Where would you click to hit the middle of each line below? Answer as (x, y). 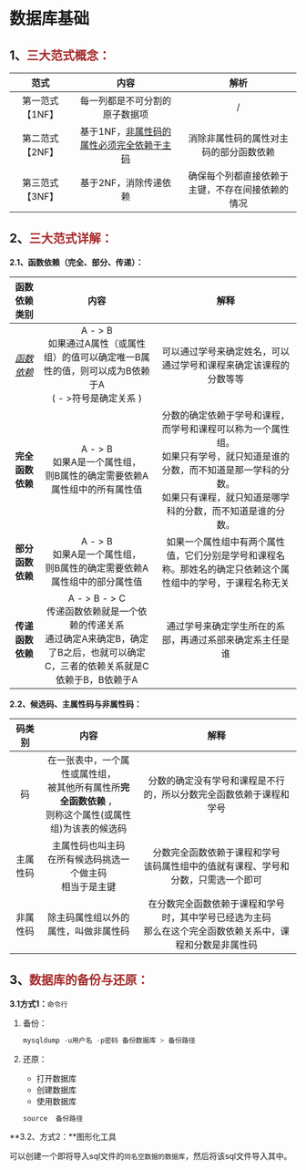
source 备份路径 (53, 1118)
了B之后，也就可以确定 (97, 652)
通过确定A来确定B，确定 (97, 638)
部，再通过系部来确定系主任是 (225, 639)
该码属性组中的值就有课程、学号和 (216, 865)
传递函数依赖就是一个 (92, 611)
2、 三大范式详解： (61, 238)
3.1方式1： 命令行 (39, 1003)
